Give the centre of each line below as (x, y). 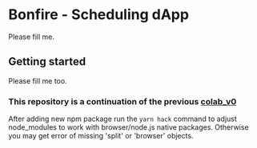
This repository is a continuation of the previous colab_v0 (122, 101)
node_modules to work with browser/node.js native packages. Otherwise (129, 127)
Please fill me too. (38, 80)
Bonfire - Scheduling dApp (99, 15)
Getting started (47, 62)
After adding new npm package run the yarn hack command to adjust (123, 119)
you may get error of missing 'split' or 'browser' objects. (101, 136)
